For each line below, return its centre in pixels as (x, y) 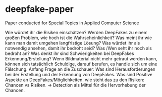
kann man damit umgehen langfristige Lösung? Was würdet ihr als (73, 43)
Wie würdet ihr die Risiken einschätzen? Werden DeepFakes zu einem (76, 32)
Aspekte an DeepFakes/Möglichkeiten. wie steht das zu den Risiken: (75, 80)
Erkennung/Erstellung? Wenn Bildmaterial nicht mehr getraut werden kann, (81, 58)
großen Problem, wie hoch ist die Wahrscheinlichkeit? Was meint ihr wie (79, 38)
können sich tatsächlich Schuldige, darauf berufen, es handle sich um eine (81, 64)
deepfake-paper (39, 9)
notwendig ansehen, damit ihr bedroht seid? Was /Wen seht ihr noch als (79, 48)
